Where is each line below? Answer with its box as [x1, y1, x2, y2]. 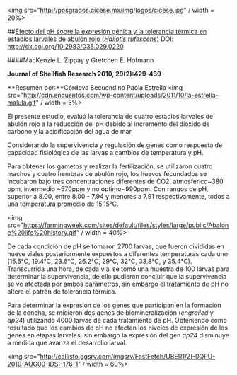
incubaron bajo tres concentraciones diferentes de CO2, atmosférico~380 [7, 177, 224, 185]
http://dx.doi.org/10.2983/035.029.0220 [7, 42, 124, 50]
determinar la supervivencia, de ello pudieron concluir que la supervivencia [7, 272, 227, 280]
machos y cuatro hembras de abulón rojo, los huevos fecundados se [7, 170, 207, 178]
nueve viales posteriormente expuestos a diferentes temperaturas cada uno [7, 250, 229, 258]
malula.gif [7, 98, 37, 107]
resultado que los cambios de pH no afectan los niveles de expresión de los [7, 323, 229, 332]
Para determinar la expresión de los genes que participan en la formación [7, 301, 221, 309]
